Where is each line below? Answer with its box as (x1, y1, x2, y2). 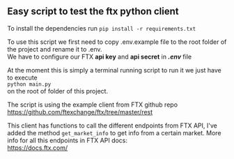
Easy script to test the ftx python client (7, 6, 179, 17)
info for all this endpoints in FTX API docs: (7, 136, 127, 144)
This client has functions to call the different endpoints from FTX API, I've (7, 121, 217, 130)
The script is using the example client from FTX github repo (7, 100, 178, 109)
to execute (7, 73, 38, 82)
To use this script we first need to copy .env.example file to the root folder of (7, 38, 227, 46)
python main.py (7, 80, 52, 88)
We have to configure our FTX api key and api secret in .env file (7, 52, 192, 61)
